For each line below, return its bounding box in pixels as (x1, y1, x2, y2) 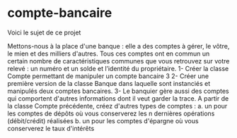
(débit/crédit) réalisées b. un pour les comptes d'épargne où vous (7, 116, 200, 125)
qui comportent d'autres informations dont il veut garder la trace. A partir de (7, 94, 229, 103)
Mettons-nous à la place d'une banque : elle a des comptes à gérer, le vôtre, (7, 42, 230, 50)
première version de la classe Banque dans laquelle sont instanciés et (7, 79, 211, 87)
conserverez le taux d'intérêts (7, 124, 95, 132)
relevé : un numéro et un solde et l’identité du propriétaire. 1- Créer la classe (7, 64, 229, 73)
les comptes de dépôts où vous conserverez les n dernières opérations (7, 109, 215, 118)
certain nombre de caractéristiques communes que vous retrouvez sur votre (7, 56, 230, 65)
